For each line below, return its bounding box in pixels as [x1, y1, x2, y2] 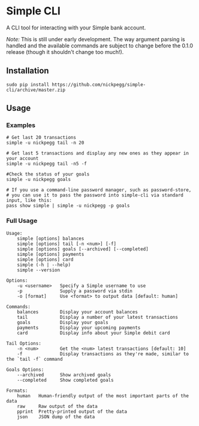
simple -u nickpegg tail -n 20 [6, 140, 85, 146]
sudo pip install [6, 81, 50, 87]
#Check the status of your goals [6, 171, 90, 177]
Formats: [6, 388, 28, 394]
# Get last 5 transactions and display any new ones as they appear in [6, 150, 189, 156]
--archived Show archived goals [17, 371, 111, 378]
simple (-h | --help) [17, 262, 71, 268]
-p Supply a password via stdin [17, 288, 133, 294]
